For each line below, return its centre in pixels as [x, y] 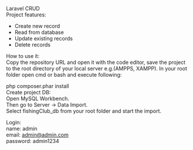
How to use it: [23, 56]
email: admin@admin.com [37, 135]
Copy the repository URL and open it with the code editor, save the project [96, 62]
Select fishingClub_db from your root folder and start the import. [84, 111]
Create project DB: [28, 92]
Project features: [26, 15]
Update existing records [44, 38]
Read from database [39, 32]
